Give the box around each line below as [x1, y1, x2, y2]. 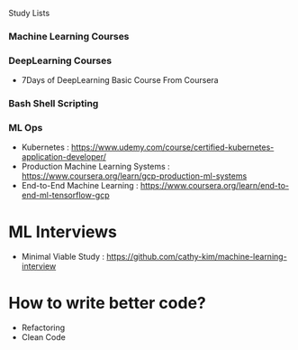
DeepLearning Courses [8, 54, 113, 67]
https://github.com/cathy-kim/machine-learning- [106, 252, 287, 262]
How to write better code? [8, 292, 206, 313]
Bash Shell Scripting [8, 97, 99, 110]
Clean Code [21, 332, 67, 343]
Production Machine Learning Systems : [21, 161, 170, 172]
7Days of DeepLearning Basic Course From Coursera [21, 75, 219, 86]
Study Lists [8, 8, 50, 18]
